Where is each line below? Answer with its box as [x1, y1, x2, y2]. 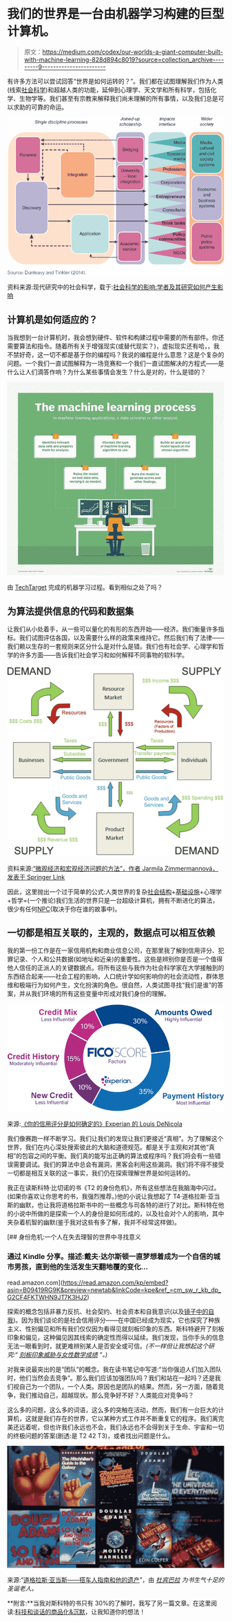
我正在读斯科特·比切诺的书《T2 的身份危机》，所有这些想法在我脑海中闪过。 [7, 1184, 220, 1192]
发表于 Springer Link [7, 872, 65, 881]
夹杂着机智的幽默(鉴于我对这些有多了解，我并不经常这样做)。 [7, 1218, 181, 1227]
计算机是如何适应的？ [7, 313, 98, 325]
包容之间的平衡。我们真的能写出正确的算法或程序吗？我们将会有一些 [21, 1152, 215, 1160]
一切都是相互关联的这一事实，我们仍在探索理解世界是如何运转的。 [7, 1169, 194, 1178]
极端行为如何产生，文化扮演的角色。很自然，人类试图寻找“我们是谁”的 [19, 981, 218, 989]
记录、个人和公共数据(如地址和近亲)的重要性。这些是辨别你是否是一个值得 [12, 955, 223, 964]
